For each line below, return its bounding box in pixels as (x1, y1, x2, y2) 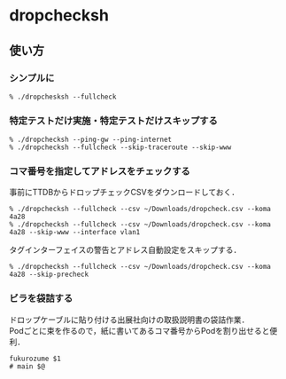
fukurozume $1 (9, 354, 62, 363)
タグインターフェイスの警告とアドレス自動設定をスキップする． (9, 245, 242, 256)
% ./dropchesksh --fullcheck (9, 92, 117, 101)
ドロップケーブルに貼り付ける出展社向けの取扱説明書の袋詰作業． (9, 314, 250, 325)
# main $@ (9, 361, 46, 371)
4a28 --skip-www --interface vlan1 (9, 228, 141, 237)
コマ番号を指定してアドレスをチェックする (9, 165, 190, 178)
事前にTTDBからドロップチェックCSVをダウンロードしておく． (9, 187, 240, 198)
